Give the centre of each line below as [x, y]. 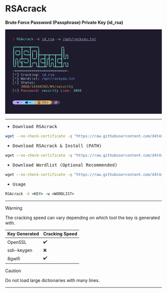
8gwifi [14, 258]
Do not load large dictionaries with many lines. [52, 280]
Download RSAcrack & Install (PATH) [57, 146]
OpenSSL [17, 242]
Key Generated [23, 234]
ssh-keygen [20, 250]
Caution [13, 271]
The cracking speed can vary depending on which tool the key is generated [83, 218]
